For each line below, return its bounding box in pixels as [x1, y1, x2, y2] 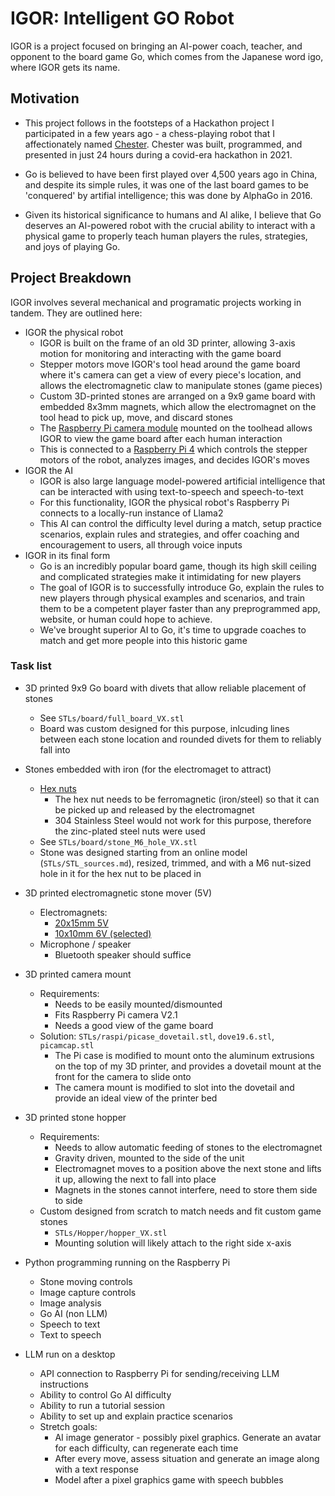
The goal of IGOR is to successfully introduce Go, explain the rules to [39, 581, 325, 593]
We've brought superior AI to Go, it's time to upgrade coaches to [39, 623, 307, 636]
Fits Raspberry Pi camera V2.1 [54, 1008, 178, 1021]
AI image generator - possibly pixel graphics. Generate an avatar [54, 1431, 322, 1443]
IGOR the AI [24, 464, 74, 476]
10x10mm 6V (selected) [54, 927, 152, 939]
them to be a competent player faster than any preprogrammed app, [39, 602, 321, 614]
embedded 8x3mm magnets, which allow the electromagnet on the [39, 400, 317, 412]
